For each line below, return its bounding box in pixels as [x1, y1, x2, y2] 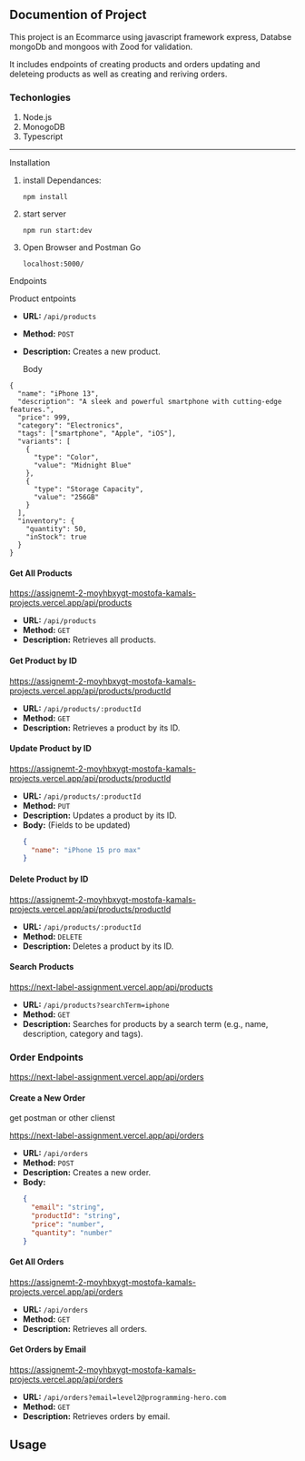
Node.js [22, 112, 53, 123]
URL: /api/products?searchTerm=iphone [22, 999, 170, 1010]
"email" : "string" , [31, 1203, 105, 1213]
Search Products [9, 962, 74, 972]
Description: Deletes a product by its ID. [22, 941, 174, 952]
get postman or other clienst [9, 1113, 115, 1123]
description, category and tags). [22, 1028, 143, 1039]
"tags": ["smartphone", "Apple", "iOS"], [17, 429, 177, 438]
